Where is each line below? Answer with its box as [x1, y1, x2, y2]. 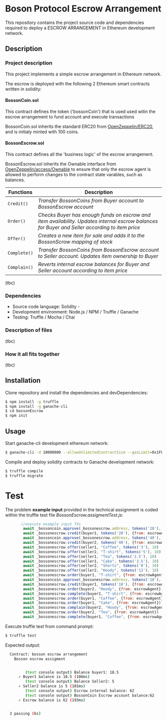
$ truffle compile [5, 468, 43, 473]
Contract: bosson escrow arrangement [9, 652, 88, 657]
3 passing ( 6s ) [9, 711, 41, 716]
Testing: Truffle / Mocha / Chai [12, 314, 76, 320]
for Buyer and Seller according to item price [38, 224, 141, 231]
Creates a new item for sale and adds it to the [38, 232, 145, 239]
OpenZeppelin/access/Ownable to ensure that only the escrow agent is [5, 166, 151, 172]
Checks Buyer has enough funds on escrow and [38, 212, 151, 219]
